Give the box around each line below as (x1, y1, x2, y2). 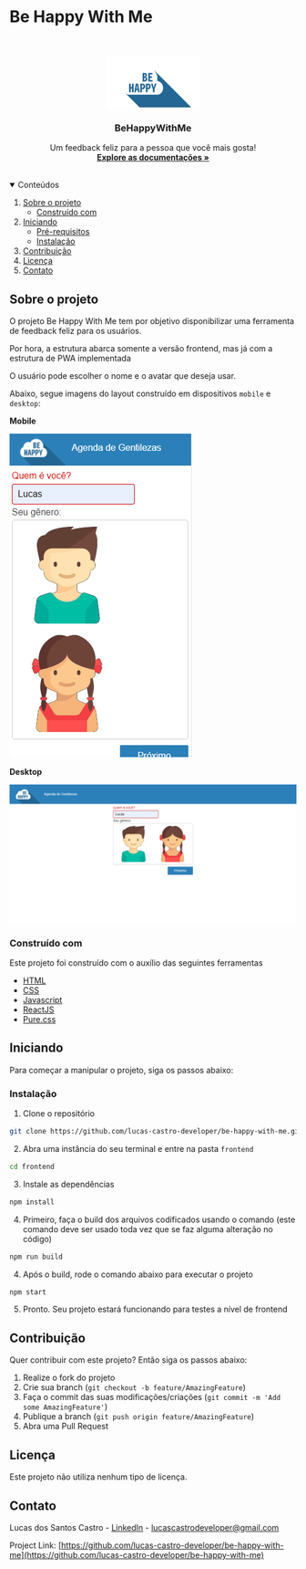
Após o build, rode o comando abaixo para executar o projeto (22, 1269, 253, 1280)
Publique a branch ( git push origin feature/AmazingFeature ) (22, 1411, 255, 1422)
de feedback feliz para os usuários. (9, 326, 142, 337)
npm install (9, 1198, 55, 1207)
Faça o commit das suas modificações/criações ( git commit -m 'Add (22, 1392, 280, 1403)
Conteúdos (17, 180, 59, 191)
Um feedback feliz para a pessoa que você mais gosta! (49, 142, 257, 153)
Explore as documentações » (97, 152, 209, 163)
